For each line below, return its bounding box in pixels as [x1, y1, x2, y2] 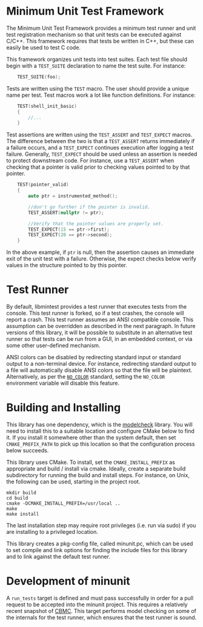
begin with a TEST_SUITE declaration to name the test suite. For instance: [6, 62, 186, 69]
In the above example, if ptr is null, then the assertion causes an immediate [6, 248, 195, 256]
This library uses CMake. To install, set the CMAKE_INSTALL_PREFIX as [6, 458, 176, 466]
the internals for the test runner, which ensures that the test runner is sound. [6, 614, 197, 621]
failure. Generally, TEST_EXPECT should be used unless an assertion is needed [6, 150, 198, 158]
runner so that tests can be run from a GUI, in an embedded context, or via [6, 335, 193, 343]
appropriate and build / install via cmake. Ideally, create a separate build [6, 465, 186, 472]
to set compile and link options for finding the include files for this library [6, 547, 188, 554]
